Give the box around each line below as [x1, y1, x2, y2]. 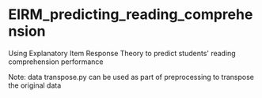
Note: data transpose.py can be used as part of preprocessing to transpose [8, 72, 255, 81]
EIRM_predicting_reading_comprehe [8, 6, 253, 24]
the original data [8, 81, 62, 90]
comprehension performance [8, 57, 104, 66]
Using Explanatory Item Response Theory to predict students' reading [8, 48, 236, 58]
